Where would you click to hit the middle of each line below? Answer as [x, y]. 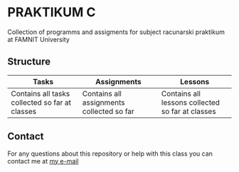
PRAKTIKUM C [52, 12]
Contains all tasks [41, 93]
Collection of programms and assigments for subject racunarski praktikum [116, 32]
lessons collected [191, 102]
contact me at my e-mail [43, 161]
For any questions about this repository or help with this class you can [110, 154]
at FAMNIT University [38, 39]
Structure [29, 62]
